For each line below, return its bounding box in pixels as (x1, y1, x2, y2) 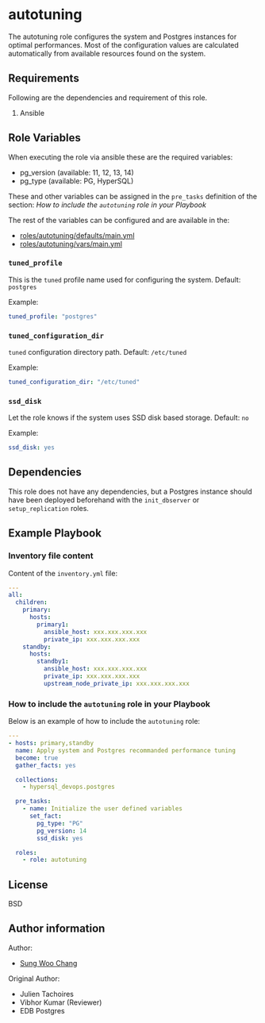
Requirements (8, 71, 79, 85)
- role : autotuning (22, 856, 87, 864)
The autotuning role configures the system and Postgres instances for (8, 32, 237, 41)
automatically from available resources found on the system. (8, 48, 206, 58)
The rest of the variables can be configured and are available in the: (8, 215, 230, 225)
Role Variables (8, 131, 81, 144)
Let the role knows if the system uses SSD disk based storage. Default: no (8, 413, 249, 422)
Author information (8, 922, 106, 936)
